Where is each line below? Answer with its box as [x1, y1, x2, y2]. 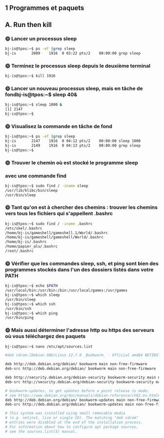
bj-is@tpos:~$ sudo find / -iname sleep [5, 183, 89, 188]
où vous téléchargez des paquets [5, 333, 86, 340]
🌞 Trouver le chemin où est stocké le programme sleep [5, 159, 138, 166]
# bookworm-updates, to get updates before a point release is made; [5, 388, 150, 393]
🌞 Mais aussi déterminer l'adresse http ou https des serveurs [5, 327, 155, 334]
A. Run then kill [5, 21, 52, 29]
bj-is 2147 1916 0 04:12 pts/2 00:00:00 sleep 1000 [5, 139, 141, 144]
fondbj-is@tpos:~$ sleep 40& [5, 91, 78, 98]
